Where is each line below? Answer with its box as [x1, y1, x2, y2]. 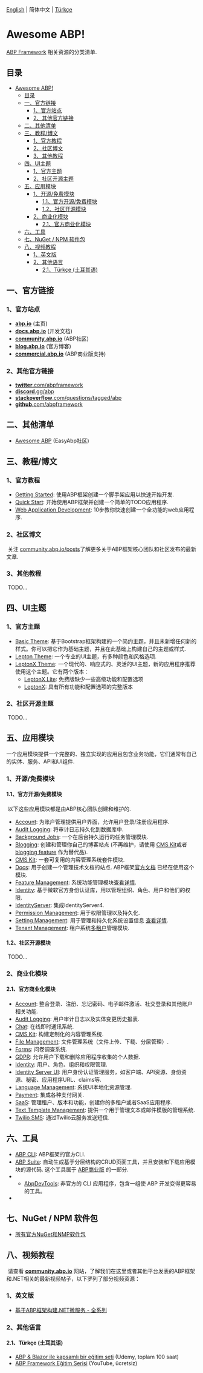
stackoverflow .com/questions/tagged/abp [14, 394, 122, 401]
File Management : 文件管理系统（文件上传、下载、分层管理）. [14, 1038, 169, 1045]
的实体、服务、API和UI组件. [6, 758, 75, 765]
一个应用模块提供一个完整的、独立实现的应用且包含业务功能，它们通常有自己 [6, 750, 197, 757]
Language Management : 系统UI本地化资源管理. [14, 1084, 132, 1091]
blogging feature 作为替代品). [14, 848, 88, 855]
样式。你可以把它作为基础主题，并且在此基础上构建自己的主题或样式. [14, 645, 186, 652]
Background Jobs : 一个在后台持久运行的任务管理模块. [14, 833, 149, 840]
